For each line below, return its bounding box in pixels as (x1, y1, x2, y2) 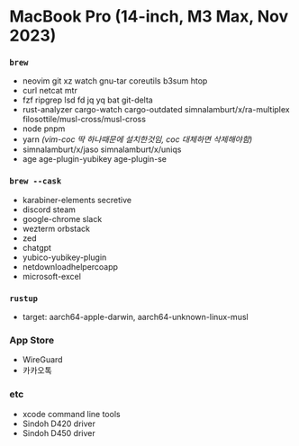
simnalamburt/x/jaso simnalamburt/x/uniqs (22, 144, 182, 155)
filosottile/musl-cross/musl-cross (22, 114, 147, 125)
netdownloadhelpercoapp (22, 261, 119, 272)
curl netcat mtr (22, 85, 78, 96)
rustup (9, 293, 39, 303)
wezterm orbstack (22, 223, 91, 234)
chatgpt (22, 242, 52, 253)
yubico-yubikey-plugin (22, 252, 107, 263)
